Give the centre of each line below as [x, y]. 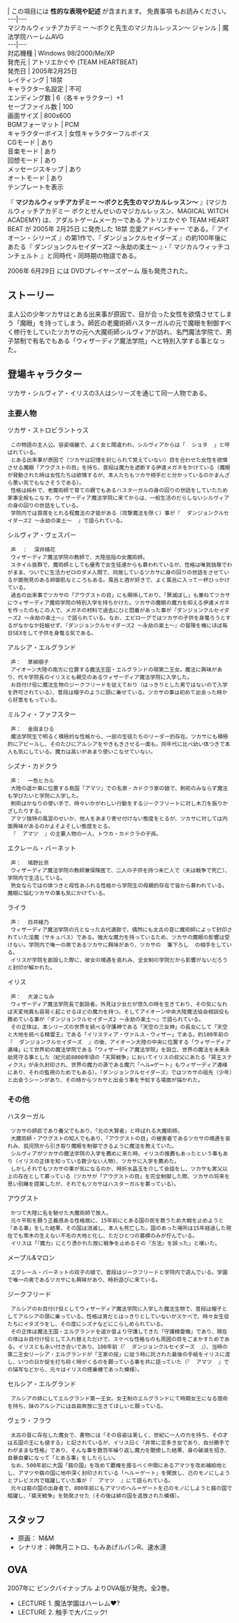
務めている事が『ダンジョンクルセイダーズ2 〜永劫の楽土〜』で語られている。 [106, 1019]
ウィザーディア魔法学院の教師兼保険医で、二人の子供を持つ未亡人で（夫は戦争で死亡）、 [120, 870]
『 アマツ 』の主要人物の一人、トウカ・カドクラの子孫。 [86, 834]
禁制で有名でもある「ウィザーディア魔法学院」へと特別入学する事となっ [119, 340]
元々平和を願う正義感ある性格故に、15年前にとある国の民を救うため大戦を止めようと [117, 1221]
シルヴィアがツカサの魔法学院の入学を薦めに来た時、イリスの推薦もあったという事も [117, 1154]
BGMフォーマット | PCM [44, 125]
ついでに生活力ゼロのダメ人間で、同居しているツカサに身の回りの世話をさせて [126, 572]
